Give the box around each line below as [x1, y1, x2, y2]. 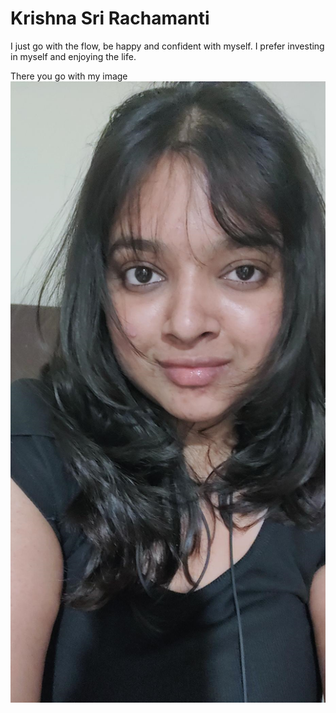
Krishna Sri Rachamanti [10, 7, 210, 30]
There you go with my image [10, 70, 128, 82]
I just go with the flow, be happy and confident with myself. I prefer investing [10, 40, 325, 52]
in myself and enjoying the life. [10, 50, 137, 62]
